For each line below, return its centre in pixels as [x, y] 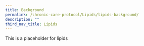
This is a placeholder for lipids [37, 38]
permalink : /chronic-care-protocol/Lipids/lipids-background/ [72, 15]
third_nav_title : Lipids [31, 24]
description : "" [22, 19]
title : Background [25, 10]
